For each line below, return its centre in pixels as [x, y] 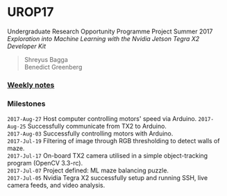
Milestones [26, 104]
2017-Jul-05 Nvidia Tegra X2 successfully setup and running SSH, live [108, 178]
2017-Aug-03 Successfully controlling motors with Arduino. [90, 133]
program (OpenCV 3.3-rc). [45, 163]
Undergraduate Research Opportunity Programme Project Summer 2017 [110, 31]
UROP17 [31, 12]
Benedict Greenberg [53, 67]
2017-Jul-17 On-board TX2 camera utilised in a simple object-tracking [108, 156]
